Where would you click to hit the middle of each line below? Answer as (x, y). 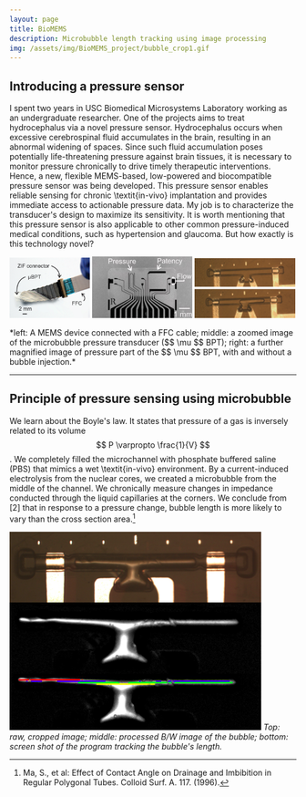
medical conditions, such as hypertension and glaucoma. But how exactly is (152, 234)
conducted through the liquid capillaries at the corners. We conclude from (148, 498)
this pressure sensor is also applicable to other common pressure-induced (149, 224)
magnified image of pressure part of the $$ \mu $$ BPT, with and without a (151, 352)
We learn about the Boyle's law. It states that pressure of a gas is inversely (149, 420)
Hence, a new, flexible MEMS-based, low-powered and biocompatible (141, 176)
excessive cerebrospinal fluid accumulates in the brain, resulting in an (140, 138)
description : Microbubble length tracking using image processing (138, 38)
